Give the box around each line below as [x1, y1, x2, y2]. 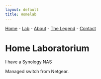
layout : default [5, 7, 39, 12]
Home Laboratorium [5, 42, 90, 54]
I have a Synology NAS [5, 59, 52, 65]
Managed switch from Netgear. [5, 69, 69, 75]
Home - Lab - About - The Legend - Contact [5, 25, 96, 31]
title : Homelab [5, 12, 37, 17]
